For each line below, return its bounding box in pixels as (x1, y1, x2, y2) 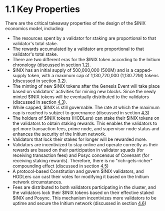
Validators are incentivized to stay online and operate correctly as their (12, 141, 158, 147)
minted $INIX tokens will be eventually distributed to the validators (12, 94, 149, 100)
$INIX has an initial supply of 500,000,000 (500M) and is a (12, 67, 133, 73)
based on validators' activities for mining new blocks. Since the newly (12, 88, 156, 94)
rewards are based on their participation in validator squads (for (12, 147, 144, 153)
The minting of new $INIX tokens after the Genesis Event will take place (12, 83, 160, 89)
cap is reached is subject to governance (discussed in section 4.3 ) (12, 109, 150, 116)
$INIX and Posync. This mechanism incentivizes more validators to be (12, 194, 156, 201)
